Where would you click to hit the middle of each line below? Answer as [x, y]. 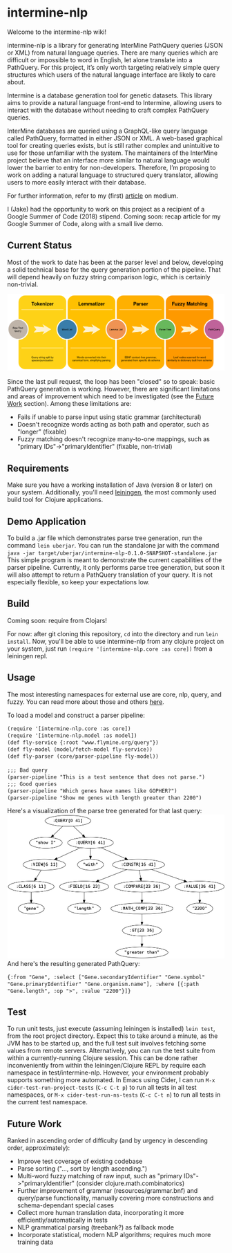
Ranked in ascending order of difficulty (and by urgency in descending [108, 1141]
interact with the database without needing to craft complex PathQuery [108, 110]
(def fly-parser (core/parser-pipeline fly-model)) [83, 756]
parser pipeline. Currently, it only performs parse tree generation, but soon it [116, 568]
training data [35, 1242]
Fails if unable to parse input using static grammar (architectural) [109, 417]
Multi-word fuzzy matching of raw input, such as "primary [100, 1176]
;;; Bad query [28, 770]
